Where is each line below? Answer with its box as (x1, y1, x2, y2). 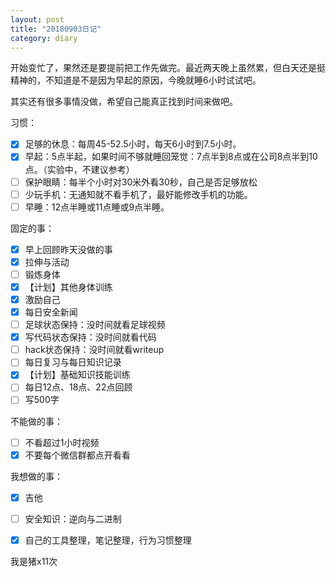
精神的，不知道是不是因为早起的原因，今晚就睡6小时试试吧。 (10, 74, 262, 86)
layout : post (10, 14, 65, 25)
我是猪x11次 (10, 555, 58, 567)
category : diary (10, 33, 78, 43)
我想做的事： (10, 470, 63, 482)
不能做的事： (10, 415, 63, 427)
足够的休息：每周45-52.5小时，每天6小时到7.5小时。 (24, 138, 242, 150)
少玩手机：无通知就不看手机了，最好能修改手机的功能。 (24, 188, 253, 200)
